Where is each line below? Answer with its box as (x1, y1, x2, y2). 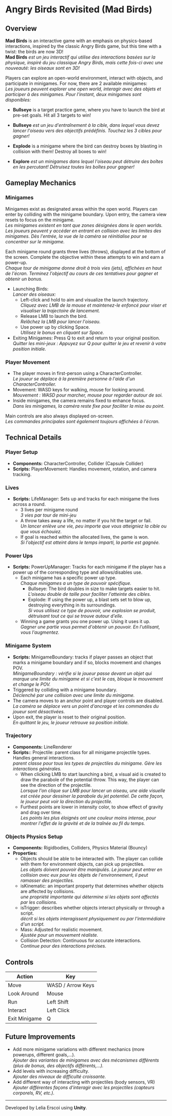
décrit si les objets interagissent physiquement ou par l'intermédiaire (20, 916, 165, 922)
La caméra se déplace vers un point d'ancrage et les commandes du (12, 703, 159, 709)
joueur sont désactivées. (12, 708, 65, 714)
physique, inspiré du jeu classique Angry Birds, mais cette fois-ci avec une (5, 60, 163, 65)
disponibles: (5, 97, 31, 103)
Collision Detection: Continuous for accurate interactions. (20, 937, 142, 943)
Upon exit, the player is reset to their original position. (12, 714, 126, 720)
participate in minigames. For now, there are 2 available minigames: (5, 81, 147, 86)
